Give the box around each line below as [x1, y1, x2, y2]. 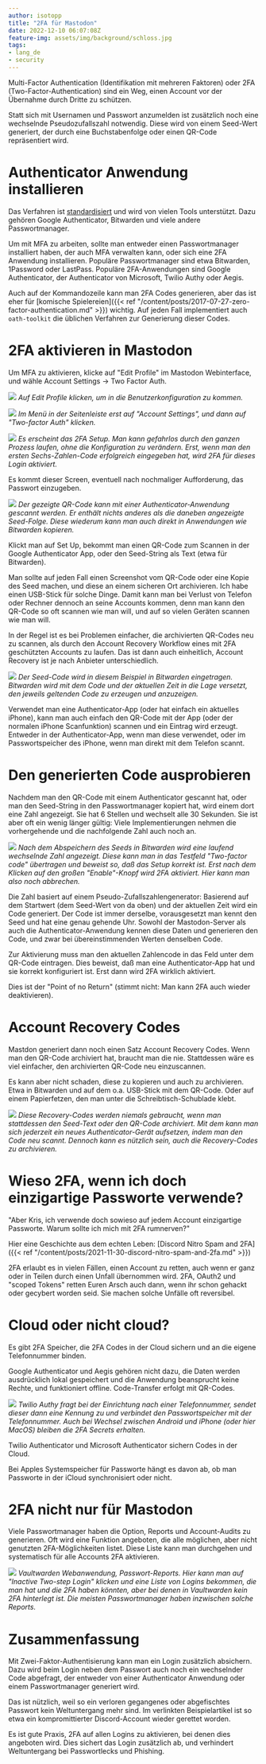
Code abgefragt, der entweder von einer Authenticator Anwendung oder [8, 1673, 245, 1683]
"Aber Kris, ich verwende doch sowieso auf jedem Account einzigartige [8, 1215, 242, 1225]
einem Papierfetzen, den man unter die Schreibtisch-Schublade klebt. [8, 1093, 237, 1103]
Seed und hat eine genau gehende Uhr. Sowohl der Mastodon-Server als [8, 917, 246, 927]
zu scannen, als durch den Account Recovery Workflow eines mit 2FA [8, 638, 237, 648]
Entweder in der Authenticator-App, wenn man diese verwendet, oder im [8, 730, 246, 739]
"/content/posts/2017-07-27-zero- [137, 296, 250, 306]
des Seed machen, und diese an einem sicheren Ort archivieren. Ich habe [8, 581, 249, 590]
